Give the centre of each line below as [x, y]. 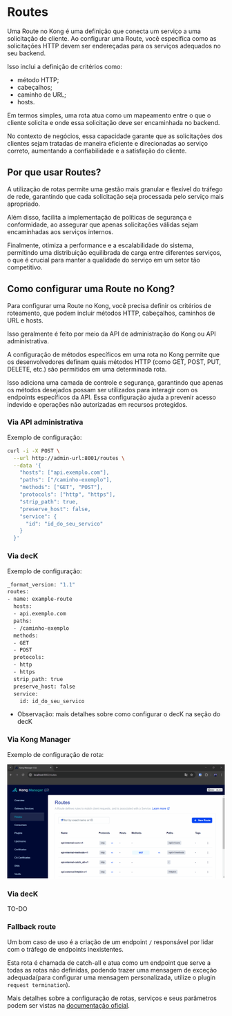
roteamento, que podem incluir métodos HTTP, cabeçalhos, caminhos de [111, 313]
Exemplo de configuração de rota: [56, 754]
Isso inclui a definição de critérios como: [65, 66]
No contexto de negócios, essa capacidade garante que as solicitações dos [115, 136]
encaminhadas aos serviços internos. [60, 231]
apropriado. [24, 204]
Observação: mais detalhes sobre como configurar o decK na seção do [119, 714]
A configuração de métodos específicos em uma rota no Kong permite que [114, 354]
